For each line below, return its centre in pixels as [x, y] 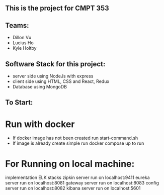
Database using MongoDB [39, 87]
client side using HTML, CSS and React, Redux [61, 81]
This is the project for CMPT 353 [57, 8]
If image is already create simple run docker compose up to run [78, 143]
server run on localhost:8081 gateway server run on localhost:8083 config [82, 183]
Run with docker [40, 124]
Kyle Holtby [24, 48]
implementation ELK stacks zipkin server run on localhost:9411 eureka [77, 177]
